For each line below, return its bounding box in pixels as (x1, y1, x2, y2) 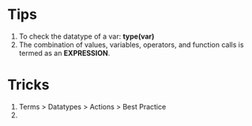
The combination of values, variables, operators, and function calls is (18, 39, 244, 49)
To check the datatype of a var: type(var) (18, 31, 155, 41)
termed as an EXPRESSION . (18, 48, 111, 57)
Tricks (7, 76, 50, 94)
